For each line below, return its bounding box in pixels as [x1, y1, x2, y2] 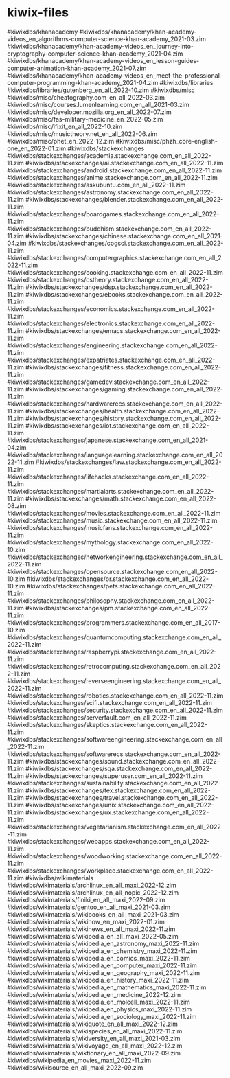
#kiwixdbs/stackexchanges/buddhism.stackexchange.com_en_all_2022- [7, 225, 212, 233]
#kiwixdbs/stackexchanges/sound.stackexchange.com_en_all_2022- [25, 757, 220, 765]
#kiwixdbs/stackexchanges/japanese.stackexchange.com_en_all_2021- [7, 436, 209, 444]
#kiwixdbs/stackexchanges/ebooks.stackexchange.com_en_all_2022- [25, 290, 223, 298]
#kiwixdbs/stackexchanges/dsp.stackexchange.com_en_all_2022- [25, 283, 213, 291]
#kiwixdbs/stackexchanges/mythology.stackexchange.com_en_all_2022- [7, 538, 214, 547]
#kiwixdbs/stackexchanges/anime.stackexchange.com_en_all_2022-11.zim [7, 173, 218, 181]
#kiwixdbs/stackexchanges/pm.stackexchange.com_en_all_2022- [25, 604, 211, 612]
